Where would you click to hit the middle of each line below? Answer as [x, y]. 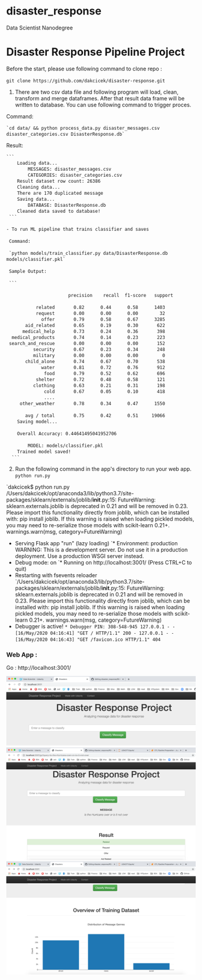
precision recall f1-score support [121, 295]
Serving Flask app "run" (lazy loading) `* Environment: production [96, 543]
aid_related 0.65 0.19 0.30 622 [95, 325]
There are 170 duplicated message [60, 193]
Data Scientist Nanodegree [40, 28]
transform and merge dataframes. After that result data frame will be [100, 98]
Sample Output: [28, 271]
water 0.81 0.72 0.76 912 [103, 367]
